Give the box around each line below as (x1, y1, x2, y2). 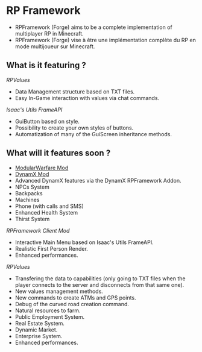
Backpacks (14, 189, 43, 196)
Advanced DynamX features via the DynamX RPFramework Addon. (14, 177, 182, 184)
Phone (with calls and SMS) (14, 203, 84, 210)
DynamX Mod (14, 170, 49, 178)
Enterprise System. (14, 332, 63, 339)
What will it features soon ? (6, 148, 111, 159)
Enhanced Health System (14, 209, 78, 216)
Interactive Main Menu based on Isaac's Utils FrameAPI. (14, 239, 154, 246)
